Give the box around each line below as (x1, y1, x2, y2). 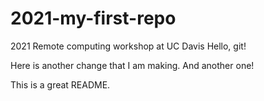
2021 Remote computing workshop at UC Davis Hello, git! (10, 40, 247, 52)
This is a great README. (10, 78, 111, 91)
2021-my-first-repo (10, 7, 177, 30)
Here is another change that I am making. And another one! (10, 59, 255, 71)
